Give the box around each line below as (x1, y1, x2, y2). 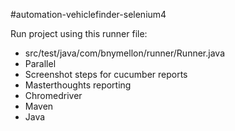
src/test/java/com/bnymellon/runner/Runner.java (24, 47, 225, 59)
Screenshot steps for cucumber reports (24, 69, 188, 80)
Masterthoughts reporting (24, 79, 132, 91)
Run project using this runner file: (10, 28, 148, 39)
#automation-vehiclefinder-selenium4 (10, 9, 167, 20)
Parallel (24, 58, 57, 69)
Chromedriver (24, 90, 83, 101)
